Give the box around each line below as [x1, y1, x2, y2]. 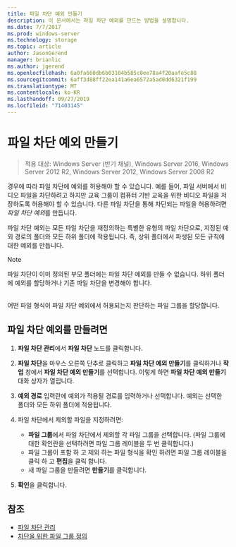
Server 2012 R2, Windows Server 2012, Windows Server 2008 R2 [24, 167, 215, 176]
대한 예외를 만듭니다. [7, 241, 64, 249]
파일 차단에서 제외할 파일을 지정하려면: [17, 415, 123, 423]
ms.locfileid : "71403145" [7, 102, 83, 109]
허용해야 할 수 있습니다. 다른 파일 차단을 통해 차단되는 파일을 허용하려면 [31, 199, 228, 208]
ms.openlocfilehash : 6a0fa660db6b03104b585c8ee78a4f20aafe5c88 [7, 69, 197, 76]
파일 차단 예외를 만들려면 [7, 324, 108, 336]
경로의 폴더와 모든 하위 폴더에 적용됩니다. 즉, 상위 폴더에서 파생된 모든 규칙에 [14, 232, 225, 241]
